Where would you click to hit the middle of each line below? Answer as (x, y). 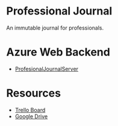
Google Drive (31, 116)
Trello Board (30, 110)
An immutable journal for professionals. (55, 28)
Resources (34, 93)
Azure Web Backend (58, 52)
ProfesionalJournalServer (47, 69)
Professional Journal (59, 11)
